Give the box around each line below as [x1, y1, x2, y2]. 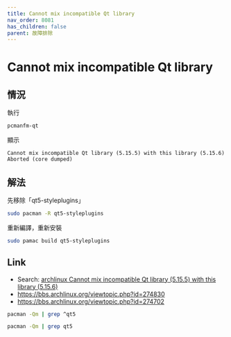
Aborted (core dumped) [7, 156, 73, 163]
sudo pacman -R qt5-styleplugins [7, 210, 104, 217]
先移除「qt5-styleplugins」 [7, 196, 85, 204]
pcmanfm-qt [7, 122, 39, 129]
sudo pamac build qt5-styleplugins [7, 237, 110, 244]
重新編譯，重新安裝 [7, 223, 62, 231]
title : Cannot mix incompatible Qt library [7, 10, 135, 17]
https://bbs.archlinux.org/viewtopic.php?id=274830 [17, 290, 165, 298]
